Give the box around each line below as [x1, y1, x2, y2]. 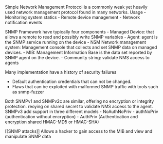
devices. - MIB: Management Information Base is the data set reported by [5, 49, 152, 55]
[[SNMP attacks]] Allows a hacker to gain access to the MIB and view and [5, 128, 153, 134]
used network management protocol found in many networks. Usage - [5, 9, 146, 15]
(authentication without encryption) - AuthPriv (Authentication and [5, 114, 138, 119]
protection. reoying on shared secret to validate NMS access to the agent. [5, 104, 153, 109]
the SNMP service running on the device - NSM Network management [5, 39, 146, 45]
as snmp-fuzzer [12, 89, 45, 95]
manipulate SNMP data [5, 133, 51, 139]
